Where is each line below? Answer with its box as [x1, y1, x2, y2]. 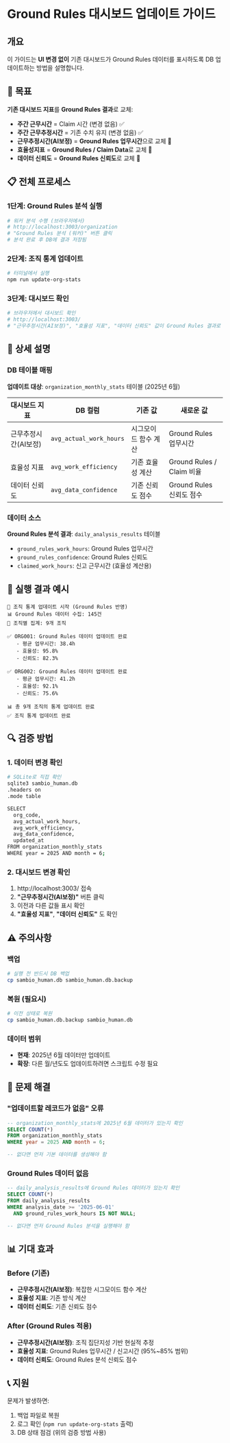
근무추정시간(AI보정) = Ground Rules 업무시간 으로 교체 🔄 [16, 136, 172, 145]
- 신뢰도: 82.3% [16, 655, 58, 662]
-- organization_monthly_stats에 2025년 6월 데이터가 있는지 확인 [7, 1119, 183, 1126]
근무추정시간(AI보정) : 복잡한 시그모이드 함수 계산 [16, 1285, 147, 1294]
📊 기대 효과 [7, 1244, 54, 1255]
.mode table [7, 793, 41, 800]
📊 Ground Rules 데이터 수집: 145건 [7, 611, 102, 618]
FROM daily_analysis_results [7, 1198, 90, 1204]
